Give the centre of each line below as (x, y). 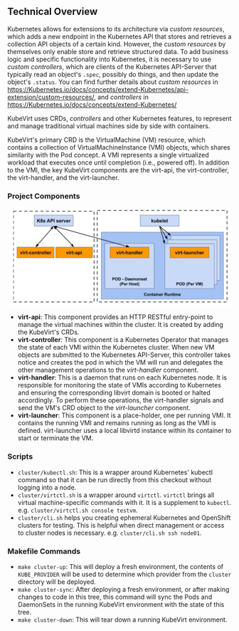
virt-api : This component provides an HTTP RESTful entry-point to (115, 317)
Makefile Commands (44, 551)
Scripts (20, 457)
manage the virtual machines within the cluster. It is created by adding (121, 325)
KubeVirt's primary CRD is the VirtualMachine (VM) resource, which (107, 140)
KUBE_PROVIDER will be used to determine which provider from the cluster (124, 574)
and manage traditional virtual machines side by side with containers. (109, 126)
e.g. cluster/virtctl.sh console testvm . (78, 510)
